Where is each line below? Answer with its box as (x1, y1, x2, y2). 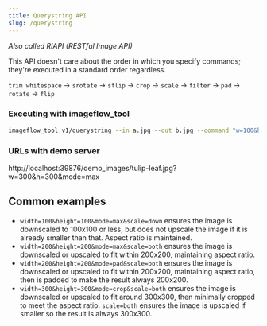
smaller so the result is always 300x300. (19, 309, 153, 318)
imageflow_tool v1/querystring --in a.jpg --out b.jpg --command (8, 126, 229, 134)
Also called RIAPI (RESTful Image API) (8, 41, 133, 50)
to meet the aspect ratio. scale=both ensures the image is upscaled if (19, 300, 246, 310)
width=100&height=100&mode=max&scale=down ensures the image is (19, 215, 233, 225)
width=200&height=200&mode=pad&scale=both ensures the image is (19, 258, 233, 267)
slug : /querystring (8, 19, 73, 27)
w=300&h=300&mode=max (8, 172, 100, 181)
